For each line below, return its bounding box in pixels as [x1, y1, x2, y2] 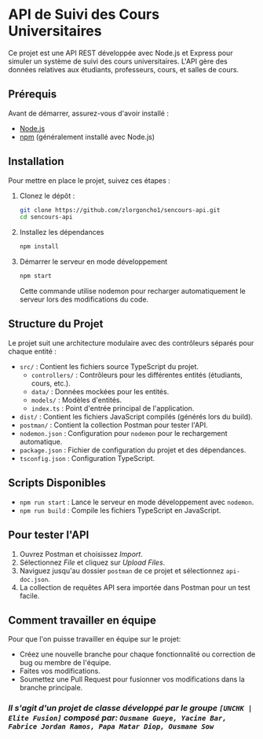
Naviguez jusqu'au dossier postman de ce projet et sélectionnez [19, 565, 225, 575]
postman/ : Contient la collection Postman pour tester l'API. [19, 420, 208, 430]
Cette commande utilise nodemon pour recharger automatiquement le [19, 287, 246, 296]
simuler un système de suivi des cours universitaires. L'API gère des [8, 57, 228, 66]
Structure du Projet [8, 317, 104, 331]
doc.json [19, 576, 49, 584]
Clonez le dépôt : [19, 191, 75, 200]
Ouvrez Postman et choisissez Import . [19, 549, 143, 558]
